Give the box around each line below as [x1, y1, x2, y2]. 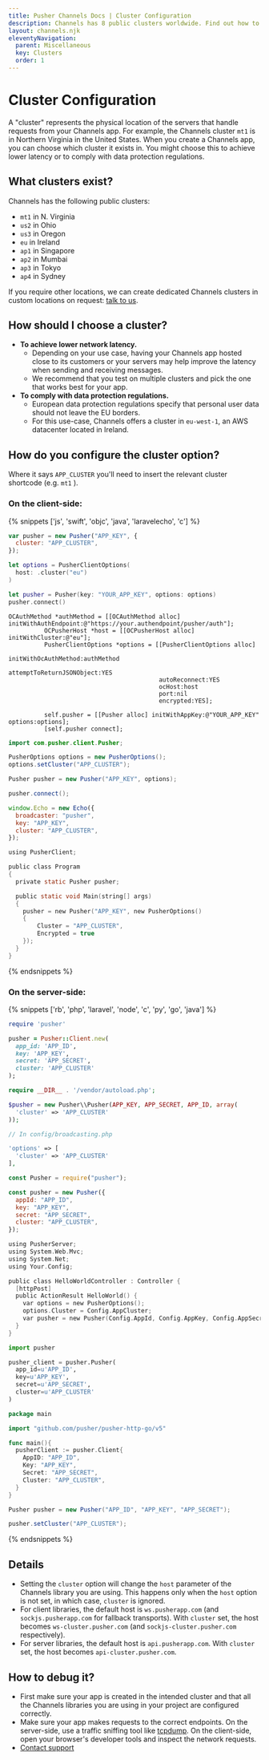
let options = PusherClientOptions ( [8, 561, 130, 569]
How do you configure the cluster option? [8, 448, 220, 462]
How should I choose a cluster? [8, 318, 168, 333]
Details [8, 1557, 44, 1572]
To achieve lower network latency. [19, 340, 138, 350]
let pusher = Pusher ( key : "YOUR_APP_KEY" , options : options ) [8, 590, 217, 598]
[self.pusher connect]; [43, 725, 124, 733]
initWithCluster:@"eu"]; [8, 633, 91, 641]
